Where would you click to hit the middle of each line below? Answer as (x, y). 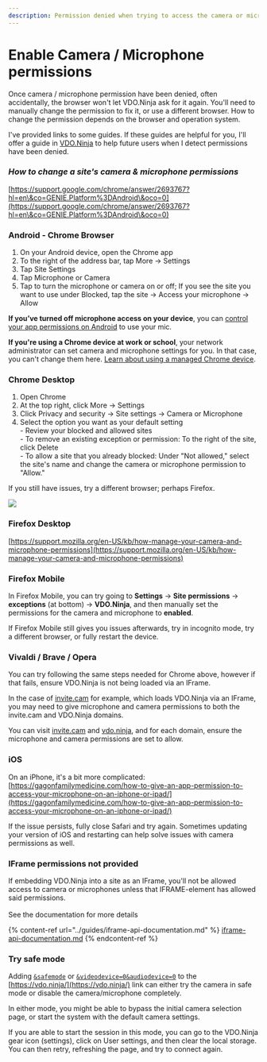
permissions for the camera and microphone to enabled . (101, 613)
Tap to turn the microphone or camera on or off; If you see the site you (135, 286)
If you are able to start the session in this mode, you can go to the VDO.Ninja (133, 1033)
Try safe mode (37, 959)
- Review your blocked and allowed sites (86, 431)
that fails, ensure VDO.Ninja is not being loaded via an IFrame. (109, 683)
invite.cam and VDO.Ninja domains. (66, 715)
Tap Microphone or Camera (65, 278)
